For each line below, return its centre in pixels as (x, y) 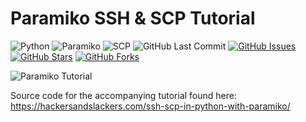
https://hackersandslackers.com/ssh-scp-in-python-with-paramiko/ (150, 106)
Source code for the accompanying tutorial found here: (123, 95)
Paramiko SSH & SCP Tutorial (133, 18)
